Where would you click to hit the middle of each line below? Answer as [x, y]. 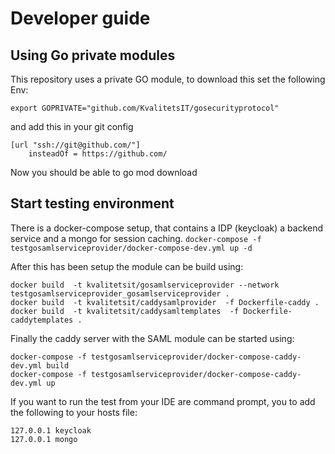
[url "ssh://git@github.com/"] [75, 145]
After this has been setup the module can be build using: [127, 266]
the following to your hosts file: [74, 412]
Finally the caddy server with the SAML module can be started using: [152, 338]
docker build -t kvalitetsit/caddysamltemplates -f [125, 311]
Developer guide [80, 18]
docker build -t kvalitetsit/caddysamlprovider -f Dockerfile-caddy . [165, 302]
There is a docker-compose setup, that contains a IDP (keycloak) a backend [167, 228]
